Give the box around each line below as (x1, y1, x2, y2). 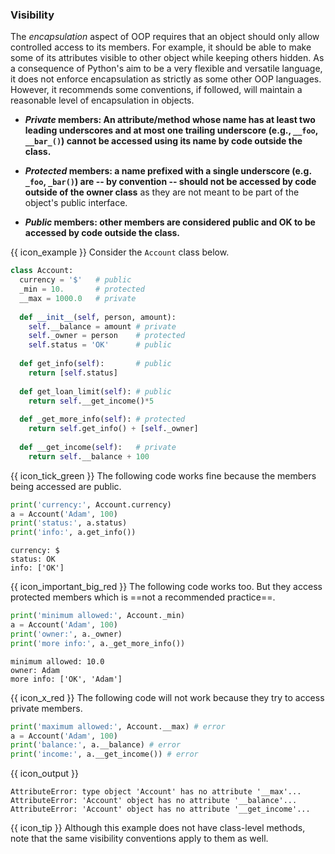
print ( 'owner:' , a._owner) (10, 629, 123, 639)
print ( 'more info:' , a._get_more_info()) (10, 638, 186, 648)
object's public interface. (24, 197, 128, 209)
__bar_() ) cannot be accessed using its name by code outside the (24, 135, 303, 147)
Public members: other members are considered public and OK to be (24, 216, 316, 228)
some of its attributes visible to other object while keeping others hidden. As (10, 52, 325, 64)
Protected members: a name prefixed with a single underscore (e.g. (24, 165, 312, 177)
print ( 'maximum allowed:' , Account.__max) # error (10, 721, 226, 732)
